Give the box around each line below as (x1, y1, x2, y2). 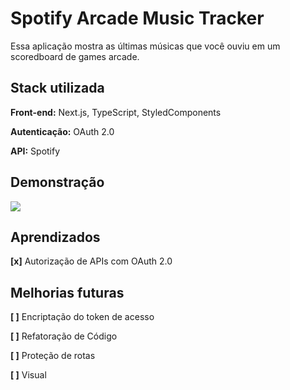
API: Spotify (10, 145, 61, 157)
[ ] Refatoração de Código (10, 330, 118, 342)
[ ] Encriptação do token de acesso (10, 311, 155, 323)
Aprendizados (10, 228, 101, 246)
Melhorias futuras (10, 284, 125, 301)
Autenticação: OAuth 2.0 (10, 125, 115, 137)
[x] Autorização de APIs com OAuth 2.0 (10, 255, 173, 267)
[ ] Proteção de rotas (10, 350, 96, 362)
